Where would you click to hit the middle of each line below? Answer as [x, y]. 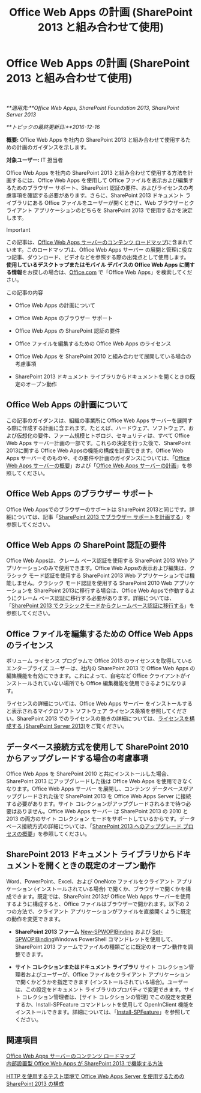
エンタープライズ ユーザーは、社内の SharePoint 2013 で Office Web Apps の [101, 668]
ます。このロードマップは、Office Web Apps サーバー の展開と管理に [97, 249]
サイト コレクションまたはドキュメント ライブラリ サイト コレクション [102, 967]
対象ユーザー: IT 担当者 [35, 160]
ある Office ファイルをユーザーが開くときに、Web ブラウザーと [111, 202]
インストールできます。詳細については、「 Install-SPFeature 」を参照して [103, 1012]
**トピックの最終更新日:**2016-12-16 [53, 127]
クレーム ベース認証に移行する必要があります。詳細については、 [96, 598]
